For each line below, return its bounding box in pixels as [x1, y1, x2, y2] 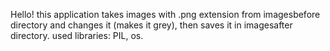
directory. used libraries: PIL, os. [10, 30, 144, 41]
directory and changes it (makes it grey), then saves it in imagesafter [10, 19, 293, 31]
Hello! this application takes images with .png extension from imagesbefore [10, 9, 321, 20]
